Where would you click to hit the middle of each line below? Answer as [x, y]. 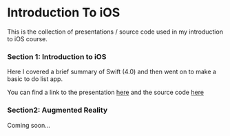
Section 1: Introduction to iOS [57, 56]
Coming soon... [29, 125]
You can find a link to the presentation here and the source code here [106, 92]
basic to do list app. [35, 79]
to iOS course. [28, 38]
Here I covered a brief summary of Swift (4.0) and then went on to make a [112, 72]
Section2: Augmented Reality [57, 110]
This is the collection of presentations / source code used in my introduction [115, 32]
